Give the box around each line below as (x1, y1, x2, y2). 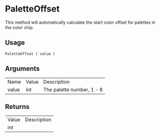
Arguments (5, 64, 40, 73)
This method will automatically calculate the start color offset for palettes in (5, 19, 156, 25)
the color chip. (5, 24, 34, 30)
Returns (5, 103, 30, 111)
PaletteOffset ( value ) (5, 51, 55, 56)
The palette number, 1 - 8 (43, 86, 103, 93)
